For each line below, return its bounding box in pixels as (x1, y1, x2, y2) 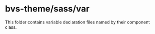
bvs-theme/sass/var (5, 3, 90, 14)
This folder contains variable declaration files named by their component (5, 19, 150, 25)
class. (5, 24, 17, 30)
